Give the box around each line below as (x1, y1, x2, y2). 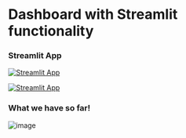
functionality (8, 22, 94, 40)
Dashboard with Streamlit (8, 5, 178, 24)
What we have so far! (8, 103, 91, 114)
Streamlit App (8, 50, 62, 61)
